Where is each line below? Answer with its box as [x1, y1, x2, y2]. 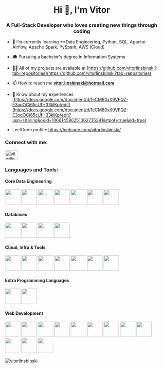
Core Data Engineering [5, 178, 52, 184]
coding [73, 28, 90, 35]
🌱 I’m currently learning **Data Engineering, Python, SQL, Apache [12, 39, 145, 45]
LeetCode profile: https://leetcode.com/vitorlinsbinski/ [12, 127, 121, 133]
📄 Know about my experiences [12, 91, 74, 97]
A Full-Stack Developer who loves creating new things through [6, 22, 158, 29]
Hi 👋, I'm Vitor [53, 4, 110, 16]
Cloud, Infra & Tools [5, 244, 46, 250]
